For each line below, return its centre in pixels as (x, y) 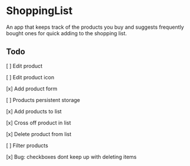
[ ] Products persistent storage (43, 100)
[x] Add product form (32, 89)
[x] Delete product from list (39, 134)
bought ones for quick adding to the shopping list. (67, 33)
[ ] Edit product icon (30, 77)
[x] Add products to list (34, 111)
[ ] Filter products (27, 145)
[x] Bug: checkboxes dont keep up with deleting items (71, 157)
